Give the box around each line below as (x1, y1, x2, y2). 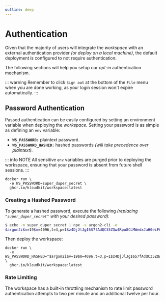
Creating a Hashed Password (5, 197, 76, 204)
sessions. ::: (5, 167, 29, 173)
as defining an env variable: (5, 127, 60, 133)
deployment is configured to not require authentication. (5, 55, 117, 61)
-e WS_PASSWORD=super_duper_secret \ (9, 181, 87, 186)
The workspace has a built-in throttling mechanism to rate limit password (5, 285, 153, 291)
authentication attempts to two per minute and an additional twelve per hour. (5, 290, 160, 296)
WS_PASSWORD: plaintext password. (12, 137, 80, 143)
